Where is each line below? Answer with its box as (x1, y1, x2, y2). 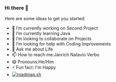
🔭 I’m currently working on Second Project (11, 25, 98, 31)
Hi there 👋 (4, 4, 29, 11)
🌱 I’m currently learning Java (11, 31, 71, 37)
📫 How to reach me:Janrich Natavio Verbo (11, 52, 100, 58)
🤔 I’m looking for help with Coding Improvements (11, 41, 112, 47)
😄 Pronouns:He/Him (11, 59, 54, 65)
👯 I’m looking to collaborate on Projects (11, 36, 92, 41)
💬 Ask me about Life (11, 46, 53, 52)
